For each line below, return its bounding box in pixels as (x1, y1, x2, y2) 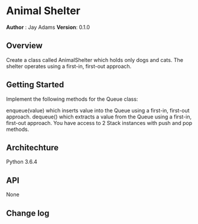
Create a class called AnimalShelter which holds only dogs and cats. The (6, 56, 183, 63)
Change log (6, 208, 50, 218)
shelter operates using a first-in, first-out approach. (6, 62, 132, 70)
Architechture (6, 143, 59, 153)
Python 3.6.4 (6, 158, 37, 166)
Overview (6, 41, 43, 51)
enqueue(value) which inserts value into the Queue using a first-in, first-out (6, 107, 190, 114)
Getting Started (6, 80, 64, 90)
